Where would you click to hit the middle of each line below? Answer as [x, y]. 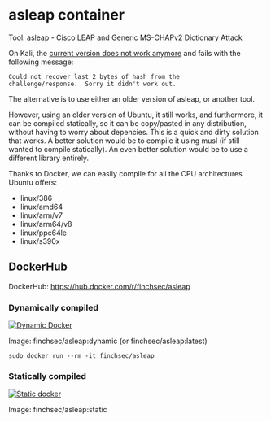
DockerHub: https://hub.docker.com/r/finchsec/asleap [99, 286]
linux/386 [36, 198]
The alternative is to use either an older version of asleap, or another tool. [131, 98]
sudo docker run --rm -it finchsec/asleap [81, 356]
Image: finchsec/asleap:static [58, 410]
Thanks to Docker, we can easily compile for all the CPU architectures [125, 173]
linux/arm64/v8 [46, 224]
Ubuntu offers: [33, 182]
